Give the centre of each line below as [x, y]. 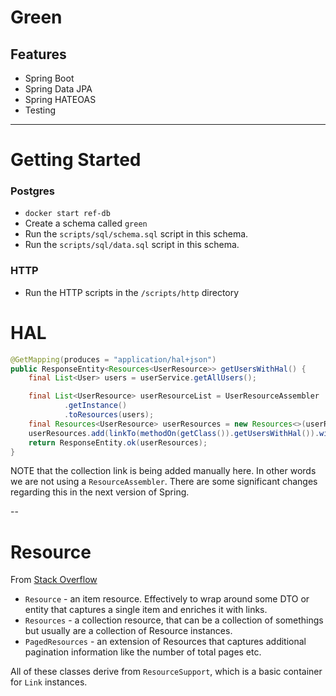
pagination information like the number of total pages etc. [143, 652]
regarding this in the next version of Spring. [100, 492]
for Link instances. [49, 682]
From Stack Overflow [54, 580]
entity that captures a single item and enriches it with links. [146, 610]
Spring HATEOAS [60, 99]
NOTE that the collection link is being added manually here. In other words [163, 471]
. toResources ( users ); [109, 415]
